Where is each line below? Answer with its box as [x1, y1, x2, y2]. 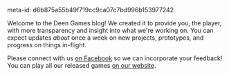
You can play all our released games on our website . [7, 62, 157, 69]
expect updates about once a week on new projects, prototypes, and [7, 34, 204, 42]
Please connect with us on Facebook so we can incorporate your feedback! [7, 54, 223, 62]
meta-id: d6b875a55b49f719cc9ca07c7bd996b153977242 [7, 6, 174, 14]
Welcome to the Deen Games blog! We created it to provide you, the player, [7, 19, 222, 27]
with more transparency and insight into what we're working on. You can [7, 27, 214, 34]
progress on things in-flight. [7, 41, 87, 49]
